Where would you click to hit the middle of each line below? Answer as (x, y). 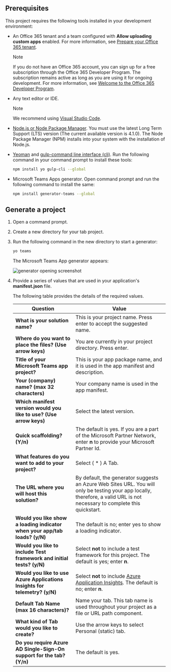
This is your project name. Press (114, 318)
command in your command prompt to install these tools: (72, 160)
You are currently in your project (114, 342)
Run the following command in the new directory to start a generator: (85, 242)
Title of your (30, 360)
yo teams (22, 251)
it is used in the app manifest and (115, 366)
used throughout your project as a (116, 607)
